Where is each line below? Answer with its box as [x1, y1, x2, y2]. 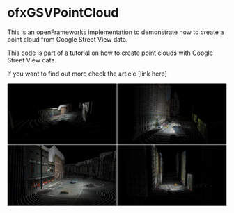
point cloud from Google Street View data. [7, 35, 128, 43]
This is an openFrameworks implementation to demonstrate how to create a [7, 28, 224, 36]
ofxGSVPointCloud [7, 5, 119, 21]
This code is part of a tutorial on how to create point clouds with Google [7, 49, 214, 57]
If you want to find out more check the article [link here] [7, 69, 167, 78]
